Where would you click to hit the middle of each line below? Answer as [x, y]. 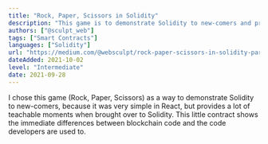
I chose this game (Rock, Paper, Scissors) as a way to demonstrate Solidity [131, 97]
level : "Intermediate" [46, 68]
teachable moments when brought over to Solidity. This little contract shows [133, 114]
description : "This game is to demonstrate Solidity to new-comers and [130, 23]
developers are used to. [47, 131]
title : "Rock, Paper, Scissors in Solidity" [83, 16]
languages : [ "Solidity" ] [49, 45]
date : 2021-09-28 [37, 75]
